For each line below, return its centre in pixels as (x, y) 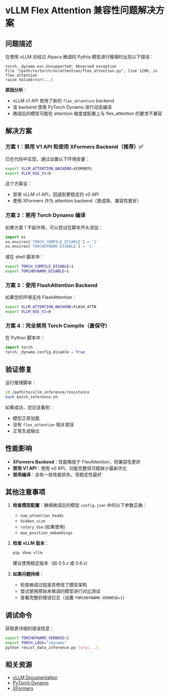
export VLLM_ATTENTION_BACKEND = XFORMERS (49, 169)
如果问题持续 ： (28, 574)
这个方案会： (19, 183)
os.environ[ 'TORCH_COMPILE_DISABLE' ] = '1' (52, 242)
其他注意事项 (25, 492)
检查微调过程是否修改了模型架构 (54, 585)
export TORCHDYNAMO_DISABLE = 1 (37, 271)
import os (16, 237)
